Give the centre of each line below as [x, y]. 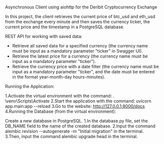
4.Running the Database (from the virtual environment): [61, 111]
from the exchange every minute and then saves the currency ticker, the [78, 22]
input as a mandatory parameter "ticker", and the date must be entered [83, 72]
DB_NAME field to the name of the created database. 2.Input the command [80, 126]
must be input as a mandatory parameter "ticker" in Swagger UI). [77, 51]
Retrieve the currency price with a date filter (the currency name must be [85, 66]
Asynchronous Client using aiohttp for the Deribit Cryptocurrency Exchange [81, 7]
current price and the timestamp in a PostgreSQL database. [65, 27]
